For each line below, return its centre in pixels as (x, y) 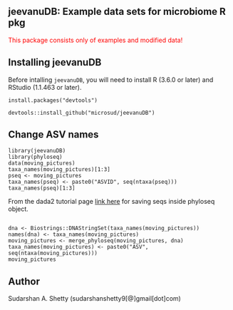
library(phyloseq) (35, 157)
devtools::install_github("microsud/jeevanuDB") (82, 113)
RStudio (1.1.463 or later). (45, 87)
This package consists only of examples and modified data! (95, 40)
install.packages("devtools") (53, 100)
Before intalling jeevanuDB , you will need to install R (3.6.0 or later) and (111, 79)
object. (19, 209)
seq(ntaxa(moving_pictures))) (53, 253)
